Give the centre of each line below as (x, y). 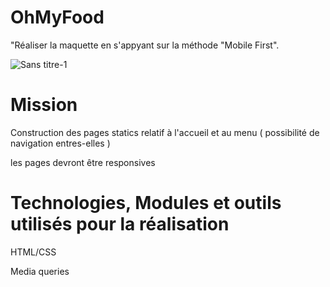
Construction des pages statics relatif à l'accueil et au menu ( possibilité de (165, 132)
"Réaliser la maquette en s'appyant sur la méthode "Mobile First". (145, 45)
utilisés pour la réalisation (120, 224)
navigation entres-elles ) (60, 143)
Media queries (40, 271)
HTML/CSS (33, 252)
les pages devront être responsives (83, 162)
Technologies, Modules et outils (146, 203)
